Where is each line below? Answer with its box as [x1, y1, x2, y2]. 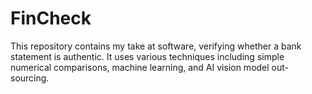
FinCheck [10, 7, 92, 30]
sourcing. [10, 72, 50, 84]
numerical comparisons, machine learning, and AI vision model [10, 61, 270, 73]
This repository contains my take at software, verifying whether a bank [10, 40, 302, 52]
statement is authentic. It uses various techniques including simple [10, 50, 285, 62]
